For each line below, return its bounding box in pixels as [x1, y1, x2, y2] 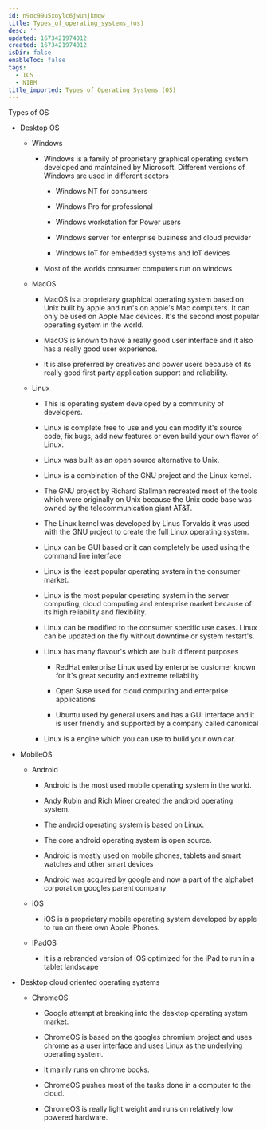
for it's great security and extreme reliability [55, 671, 199, 681]
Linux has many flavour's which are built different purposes [43, 647, 239, 657]
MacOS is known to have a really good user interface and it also [43, 336, 253, 346]
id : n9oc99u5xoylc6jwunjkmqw [8, 11, 105, 20]
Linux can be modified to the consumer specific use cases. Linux [43, 623, 257, 633]
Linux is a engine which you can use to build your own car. [43, 734, 237, 744]
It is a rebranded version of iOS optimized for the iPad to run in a [43, 954, 255, 963]
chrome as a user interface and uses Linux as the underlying [43, 1041, 243, 1050]
